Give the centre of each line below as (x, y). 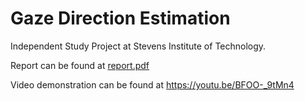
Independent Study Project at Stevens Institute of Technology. (138, 46)
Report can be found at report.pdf (80, 65)
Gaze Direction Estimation (120, 18)
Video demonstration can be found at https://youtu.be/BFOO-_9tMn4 (152, 84)
